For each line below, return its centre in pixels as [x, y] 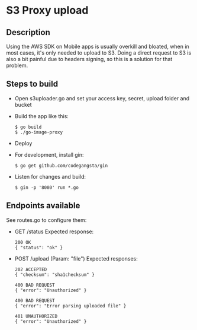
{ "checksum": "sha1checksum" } [54, 275]
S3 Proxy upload [47, 10]
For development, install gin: [49, 154]
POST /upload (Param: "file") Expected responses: [76, 258]
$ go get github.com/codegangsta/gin [61, 166]
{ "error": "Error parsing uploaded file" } [70, 306]
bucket [23, 104]
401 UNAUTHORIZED [36, 316]
